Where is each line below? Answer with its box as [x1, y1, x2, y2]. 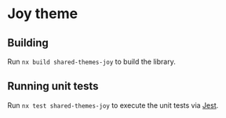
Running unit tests [7, 79, 99, 93]
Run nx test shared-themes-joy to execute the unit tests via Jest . [7, 100, 219, 110]
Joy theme [7, 5, 78, 23]
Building [7, 36, 49, 50]
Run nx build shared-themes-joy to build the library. [7, 57, 176, 66]
